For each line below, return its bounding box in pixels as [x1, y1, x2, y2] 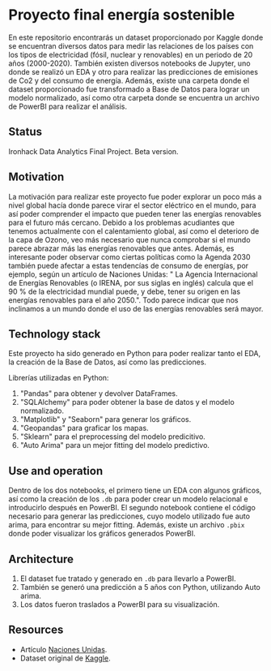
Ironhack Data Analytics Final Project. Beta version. [8, 146, 180, 156]
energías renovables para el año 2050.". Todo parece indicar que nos [8, 295, 239, 305]
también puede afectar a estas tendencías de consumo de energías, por [8, 260, 249, 270]
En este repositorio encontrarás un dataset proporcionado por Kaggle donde [8, 32, 264, 42]
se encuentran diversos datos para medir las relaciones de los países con [8, 41, 254, 50]
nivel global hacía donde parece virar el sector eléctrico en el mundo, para [8, 200, 256, 210]
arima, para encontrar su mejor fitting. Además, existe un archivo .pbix [8, 520, 245, 530]
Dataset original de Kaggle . [19, 653, 111, 663]
